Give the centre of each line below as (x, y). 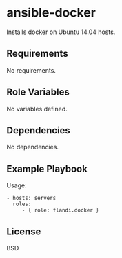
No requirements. (31, 70)
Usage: (17, 185)
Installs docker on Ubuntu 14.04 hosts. (61, 32)
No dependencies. (33, 147)
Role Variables (38, 92)
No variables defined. (37, 109)
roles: (22, 204)
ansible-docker (51, 13)
